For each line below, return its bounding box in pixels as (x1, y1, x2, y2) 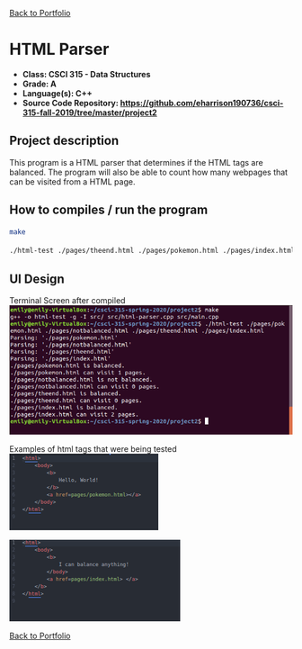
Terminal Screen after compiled (9, 295, 126, 305)
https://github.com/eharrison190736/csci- (120, 97, 284, 108)
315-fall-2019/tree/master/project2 (22, 107, 157, 118)
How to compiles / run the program (9, 203, 209, 218)
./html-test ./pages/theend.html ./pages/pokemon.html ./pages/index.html (9, 247, 296, 256)
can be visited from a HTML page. (9, 176, 136, 187)
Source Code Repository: (22, 97, 119, 108)
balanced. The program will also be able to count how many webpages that (9, 167, 289, 177)
